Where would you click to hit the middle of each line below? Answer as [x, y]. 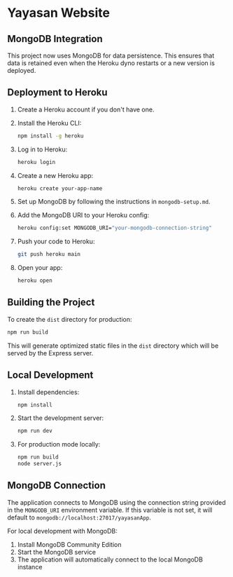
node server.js [40, 464]
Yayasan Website [59, 13]
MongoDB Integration [55, 39]
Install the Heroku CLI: [49, 123]
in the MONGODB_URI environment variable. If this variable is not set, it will [110, 510]
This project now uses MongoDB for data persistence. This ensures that [111, 55]
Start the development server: [61, 418]
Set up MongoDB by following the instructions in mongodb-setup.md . [114, 202]
